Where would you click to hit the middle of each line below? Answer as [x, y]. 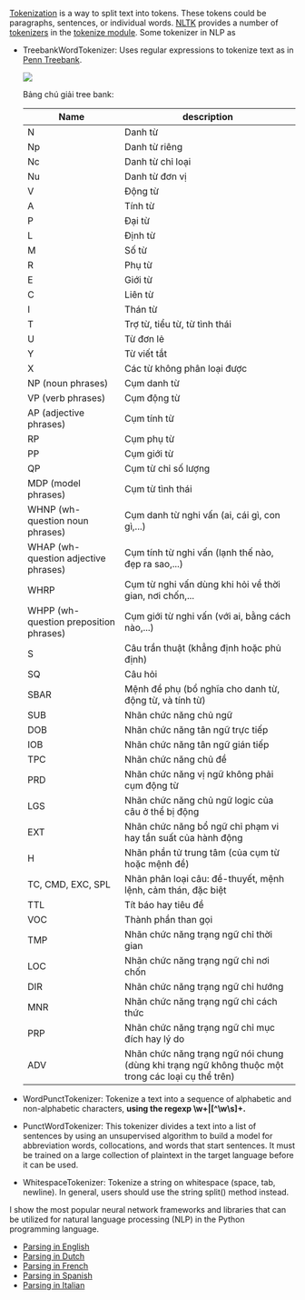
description [207, 117]
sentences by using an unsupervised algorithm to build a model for [148, 1136]
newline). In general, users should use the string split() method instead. [156, 1192]
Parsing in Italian [54, 1285]
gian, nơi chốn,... [159, 596]
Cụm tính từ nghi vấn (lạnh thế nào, [199, 552]
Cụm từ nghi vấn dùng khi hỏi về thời [202, 584]
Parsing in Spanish [57, 1275]
